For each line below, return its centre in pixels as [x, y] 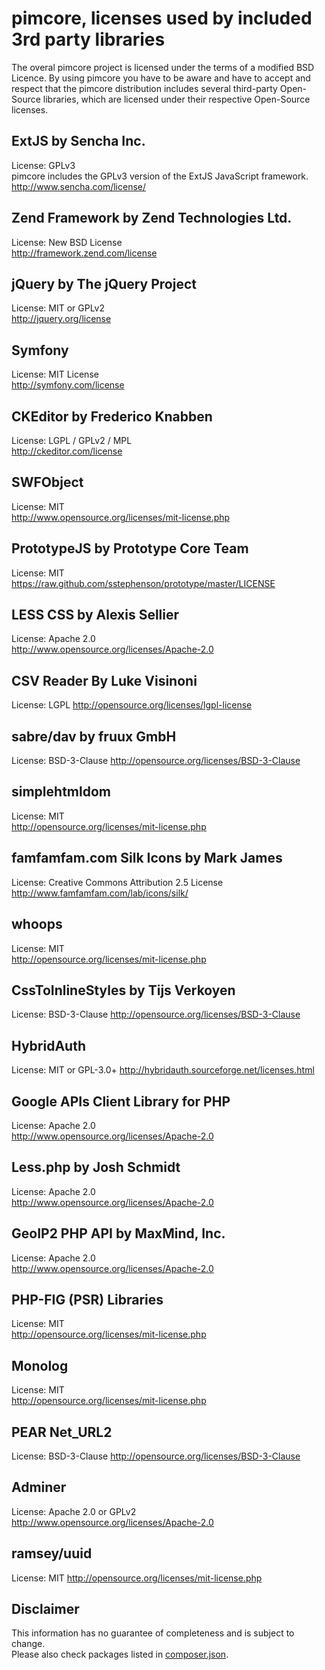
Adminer [39, 1487]
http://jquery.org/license [61, 319]
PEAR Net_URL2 [62, 1432]
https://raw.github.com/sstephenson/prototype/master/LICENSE [143, 583]
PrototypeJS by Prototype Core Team [130, 548]
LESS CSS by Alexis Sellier [95, 615]
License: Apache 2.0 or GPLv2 [74, 1511]
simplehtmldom [61, 792]
